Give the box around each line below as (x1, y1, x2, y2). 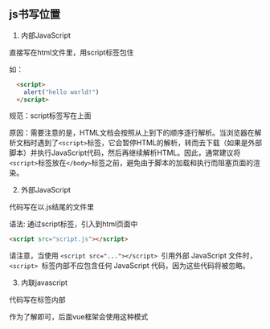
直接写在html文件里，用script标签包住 (9, 47, 134, 57)
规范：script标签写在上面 (9, 111, 92, 120)
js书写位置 (9, 7, 61, 22)
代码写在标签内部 (9, 295, 66, 305)
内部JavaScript (20, 30, 72, 40)
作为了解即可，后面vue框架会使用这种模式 (9, 312, 149, 322)
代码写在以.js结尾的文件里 (9, 202, 95, 212)
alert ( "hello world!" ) (23, 87, 100, 96)
